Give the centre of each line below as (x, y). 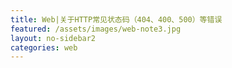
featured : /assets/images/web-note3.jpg (96, 29)
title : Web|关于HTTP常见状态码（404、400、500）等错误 (116, 19)
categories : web (44, 47)
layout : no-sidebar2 (53, 38)
